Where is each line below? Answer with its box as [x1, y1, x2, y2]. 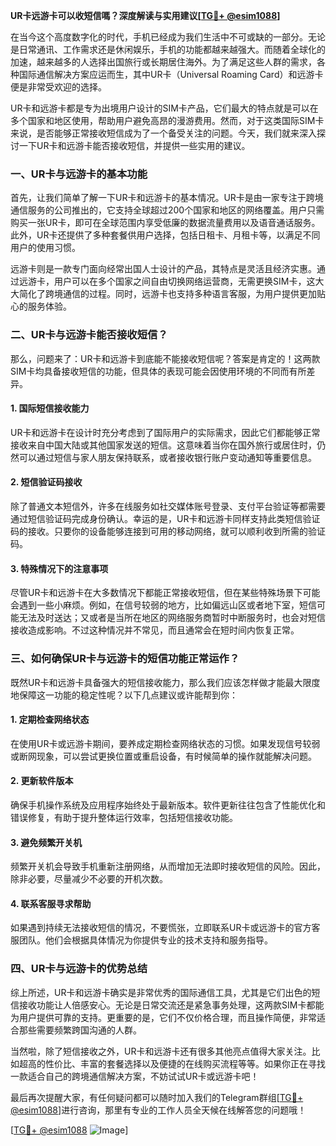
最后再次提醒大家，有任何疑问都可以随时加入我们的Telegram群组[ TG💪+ [10, 1091, 304, 1103]
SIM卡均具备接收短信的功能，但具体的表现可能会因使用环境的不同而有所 [10, 365, 307, 377]
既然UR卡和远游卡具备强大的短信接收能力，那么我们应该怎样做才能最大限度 [10, 676, 321, 688]
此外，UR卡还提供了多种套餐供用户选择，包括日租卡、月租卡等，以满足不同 [10, 229, 321, 241]
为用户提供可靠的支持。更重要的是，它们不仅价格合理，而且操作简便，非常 [10, 1011, 317, 1023]
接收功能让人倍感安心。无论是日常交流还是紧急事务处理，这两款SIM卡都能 [18, 999, 325, 1011]
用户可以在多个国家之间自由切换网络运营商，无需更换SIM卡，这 [53, 275, 316, 288]
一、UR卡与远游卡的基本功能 [10, 167, 148, 181]
